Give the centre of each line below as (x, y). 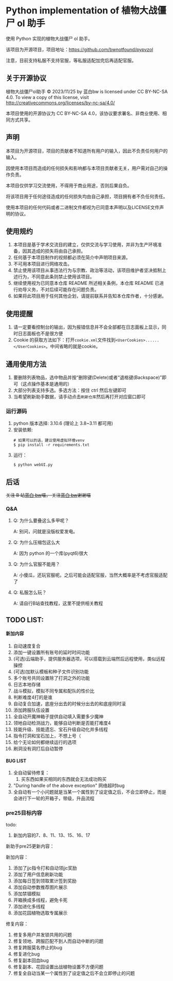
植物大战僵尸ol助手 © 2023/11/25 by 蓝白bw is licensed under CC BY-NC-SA (87, 91)
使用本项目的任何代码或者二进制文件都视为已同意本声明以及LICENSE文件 (83, 207)
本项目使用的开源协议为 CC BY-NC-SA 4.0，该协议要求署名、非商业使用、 (84, 113)
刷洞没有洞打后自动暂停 (38, 748)
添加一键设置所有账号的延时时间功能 (52, 652)
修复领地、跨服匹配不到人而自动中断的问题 (58, 941)
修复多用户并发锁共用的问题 (43, 934)
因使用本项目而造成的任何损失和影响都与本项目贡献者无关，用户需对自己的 (84, 168)
